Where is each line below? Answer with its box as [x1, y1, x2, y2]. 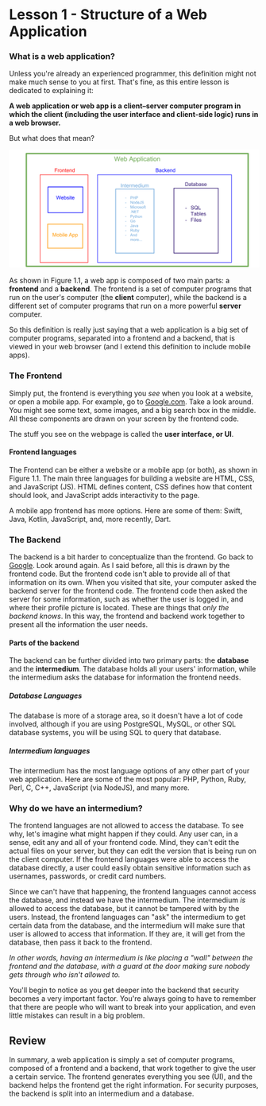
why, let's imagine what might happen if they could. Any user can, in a [9, 829, 239, 839]
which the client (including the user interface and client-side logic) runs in [9, 110, 259, 119]
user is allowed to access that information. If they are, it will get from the [9, 929, 245, 939]
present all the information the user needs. [9, 620, 148, 629]
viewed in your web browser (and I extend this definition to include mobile [9, 342, 251, 352]
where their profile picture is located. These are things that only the [9, 603, 229, 612]
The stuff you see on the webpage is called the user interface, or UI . [9, 429, 234, 438]
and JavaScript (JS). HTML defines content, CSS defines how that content [9, 481, 253, 491]
